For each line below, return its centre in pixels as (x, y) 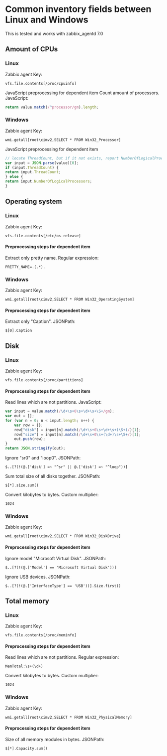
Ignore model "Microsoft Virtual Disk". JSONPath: (56, 558)
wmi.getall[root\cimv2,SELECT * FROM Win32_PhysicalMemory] (69, 717)
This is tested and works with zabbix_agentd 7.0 (54, 33)
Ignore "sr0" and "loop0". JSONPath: (43, 458)
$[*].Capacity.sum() (27, 749)
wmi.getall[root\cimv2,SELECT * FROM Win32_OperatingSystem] (70, 300)
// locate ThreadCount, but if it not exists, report (62, 158)
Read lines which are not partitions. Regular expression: (62, 657)
